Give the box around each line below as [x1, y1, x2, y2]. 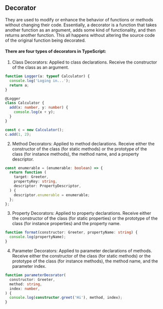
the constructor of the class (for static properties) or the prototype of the [12, 215, 158, 221]
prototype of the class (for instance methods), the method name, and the [12, 258, 158, 264]
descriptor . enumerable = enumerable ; [14, 193, 90, 197]
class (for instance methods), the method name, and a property [12, 151, 139, 157]
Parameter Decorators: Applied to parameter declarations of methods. [12, 248, 152, 254]
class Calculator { [5, 100, 45, 106]
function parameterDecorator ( [5, 273, 66, 278]
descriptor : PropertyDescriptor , [14, 184, 81, 189]
